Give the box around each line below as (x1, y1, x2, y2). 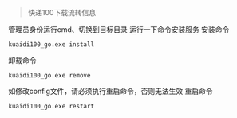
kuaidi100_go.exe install (8, 41, 94, 49)
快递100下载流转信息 (27, 8, 97, 17)
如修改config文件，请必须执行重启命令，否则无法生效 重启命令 (8, 87, 213, 96)
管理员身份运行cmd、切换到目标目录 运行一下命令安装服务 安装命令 (8, 25, 230, 34)
